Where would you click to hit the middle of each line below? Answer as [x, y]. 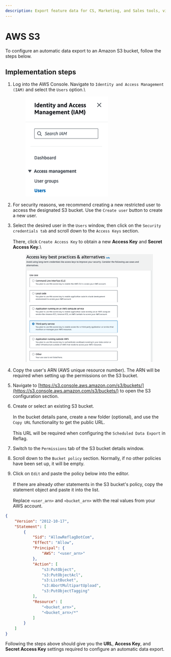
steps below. [19, 56]
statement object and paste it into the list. [56, 490]
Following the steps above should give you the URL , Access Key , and [78, 644]
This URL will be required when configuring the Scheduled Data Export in [89, 433]
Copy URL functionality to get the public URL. [59, 422]
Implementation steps [41, 72]
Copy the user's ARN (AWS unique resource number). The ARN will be [86, 370]
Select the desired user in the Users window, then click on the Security [87, 225]
